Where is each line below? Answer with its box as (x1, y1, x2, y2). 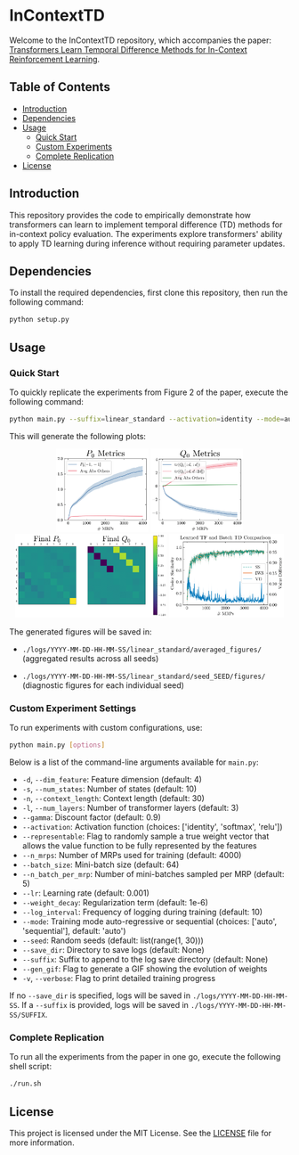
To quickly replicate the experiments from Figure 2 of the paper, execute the (9, 387, 289, 397)
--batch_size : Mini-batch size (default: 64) (21, 859, 180, 870)
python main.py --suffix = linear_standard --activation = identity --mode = (9, 414, 285, 423)
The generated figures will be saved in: (9, 626, 153, 637)
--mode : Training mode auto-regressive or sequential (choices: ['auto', (21, 915, 278, 927)
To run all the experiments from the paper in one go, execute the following (9, 1052, 281, 1062)
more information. (9, 1137, 75, 1148)
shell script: (9, 1061, 52, 1072)
